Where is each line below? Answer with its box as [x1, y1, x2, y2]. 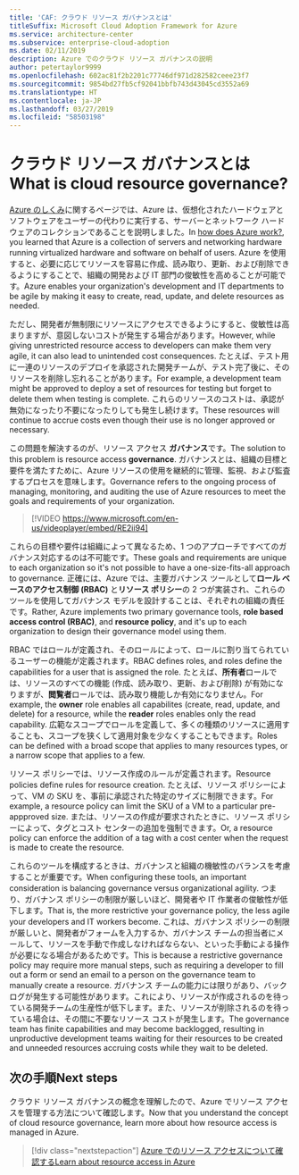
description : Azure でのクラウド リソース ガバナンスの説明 [9, 55, 212, 63]
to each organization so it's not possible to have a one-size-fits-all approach [9, 562, 290, 573]
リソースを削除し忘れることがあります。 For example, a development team [9, 373, 282, 384]
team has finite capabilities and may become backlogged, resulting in [9, 1024, 265, 1035]
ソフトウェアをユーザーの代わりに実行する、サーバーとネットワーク [9, 215, 260, 226]
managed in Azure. [9, 1127, 79, 1137]
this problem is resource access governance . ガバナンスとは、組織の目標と [9, 454, 288, 465]
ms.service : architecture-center [9, 29, 134, 38]
